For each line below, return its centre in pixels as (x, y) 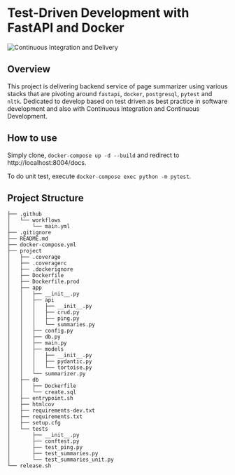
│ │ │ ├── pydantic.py (50, 362)
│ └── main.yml (39, 227)
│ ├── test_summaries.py (53, 454)
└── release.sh (29, 466)
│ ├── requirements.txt (45, 417)
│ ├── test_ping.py (45, 448)
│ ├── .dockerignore (40, 269)
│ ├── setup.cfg (34, 423)
